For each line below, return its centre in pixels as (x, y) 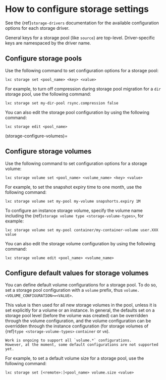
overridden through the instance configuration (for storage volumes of (77, 326)
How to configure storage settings (77, 9)
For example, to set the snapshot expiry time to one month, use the (74, 187)
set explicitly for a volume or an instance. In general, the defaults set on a (80, 310)
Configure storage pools (44, 59)
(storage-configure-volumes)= (36, 136)
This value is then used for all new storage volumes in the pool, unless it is (81, 305)
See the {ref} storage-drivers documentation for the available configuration (82, 23)
